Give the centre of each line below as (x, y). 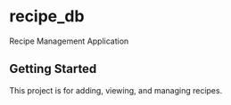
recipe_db (47, 16)
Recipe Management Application (69, 41)
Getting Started (53, 69)
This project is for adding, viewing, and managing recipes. (116, 90)
